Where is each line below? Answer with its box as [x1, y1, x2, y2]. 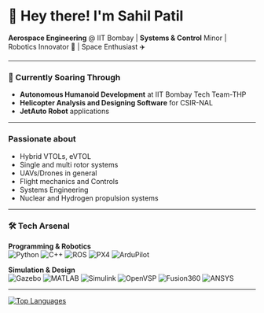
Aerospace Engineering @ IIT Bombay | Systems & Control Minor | [8, 33, 227, 42]
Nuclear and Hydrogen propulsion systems [19, 193, 159, 203]
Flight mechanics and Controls [19, 176, 119, 186]
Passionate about [8, 134, 76, 145]
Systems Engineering [19, 185, 89, 194]
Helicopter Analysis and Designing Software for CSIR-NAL [19, 98, 214, 108]
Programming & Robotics [8, 241, 92, 251]
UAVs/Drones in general [19, 168, 97, 178]
